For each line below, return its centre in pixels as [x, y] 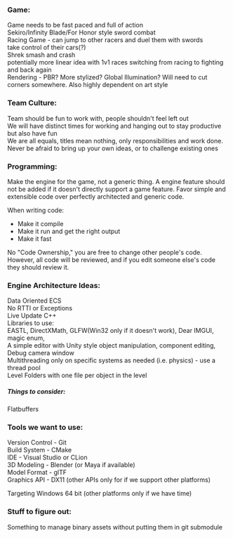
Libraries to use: [31, 323]
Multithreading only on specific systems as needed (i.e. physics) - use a [112, 360]
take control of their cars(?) [47, 48]
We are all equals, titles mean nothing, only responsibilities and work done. [115, 140]
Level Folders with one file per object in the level [77, 375]
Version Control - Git [37, 442]
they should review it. [38, 267]
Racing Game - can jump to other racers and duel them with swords [105, 40]
